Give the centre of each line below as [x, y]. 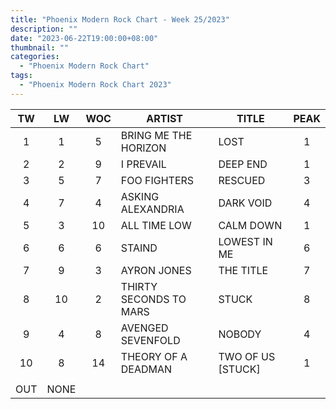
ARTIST [164, 118]
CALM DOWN [250, 225]
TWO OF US [247, 356]
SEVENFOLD [150, 340]
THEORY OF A [154, 356]
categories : [35, 57]
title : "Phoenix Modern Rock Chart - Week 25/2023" [120, 19]
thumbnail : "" [40, 47]
